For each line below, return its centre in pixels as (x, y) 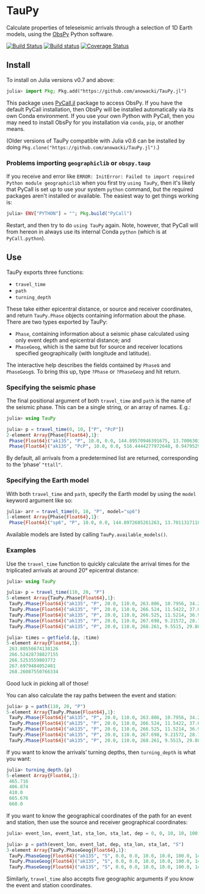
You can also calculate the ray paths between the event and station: (92, 695)
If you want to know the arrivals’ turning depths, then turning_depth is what (101, 752)
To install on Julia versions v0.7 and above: (60, 79)
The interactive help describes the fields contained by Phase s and (88, 365)
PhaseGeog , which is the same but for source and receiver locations (99, 347)
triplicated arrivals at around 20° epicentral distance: (73, 570)
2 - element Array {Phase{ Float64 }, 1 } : (53, 435)
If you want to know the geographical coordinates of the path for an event (99, 815)
